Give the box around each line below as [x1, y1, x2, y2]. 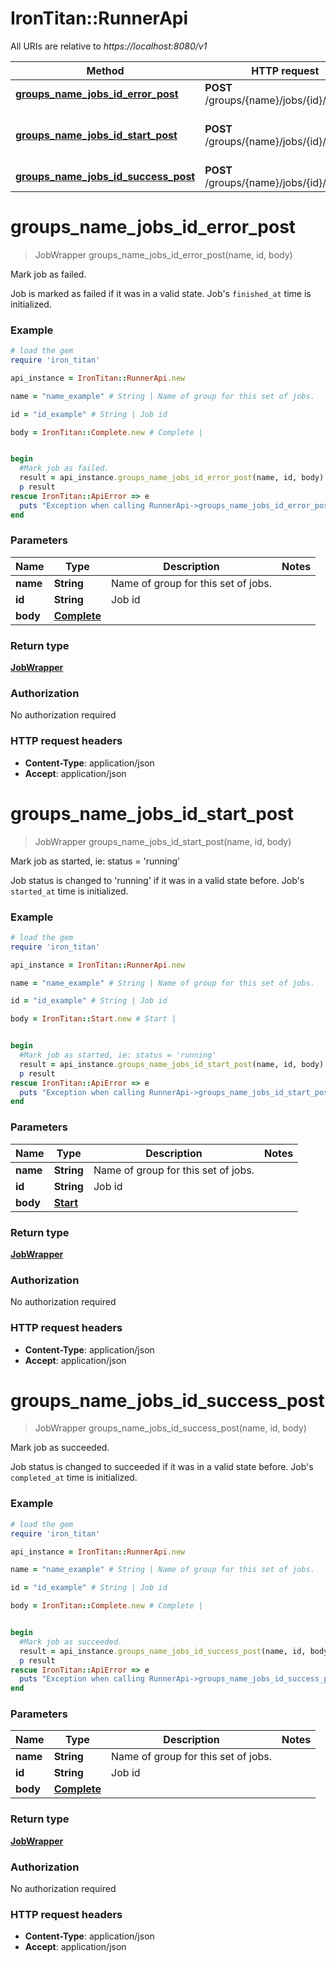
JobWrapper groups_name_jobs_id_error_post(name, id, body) [34, 248, 293, 261]
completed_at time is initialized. [10, 1472, 138, 1484]
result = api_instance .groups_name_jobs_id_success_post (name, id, [19, 1646, 307, 1656]
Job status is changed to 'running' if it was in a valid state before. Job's [10, 874, 305, 886]
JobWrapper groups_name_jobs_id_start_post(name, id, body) [34, 835, 292, 847]
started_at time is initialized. [10, 885, 129, 897]
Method [86, 63, 125, 77]
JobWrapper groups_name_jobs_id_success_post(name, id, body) [34, 1422, 307, 1434]
